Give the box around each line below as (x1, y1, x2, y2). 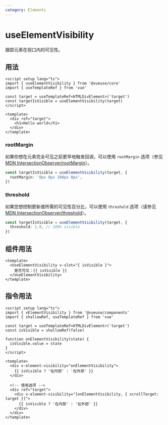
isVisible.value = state (10, 341, 62, 346)
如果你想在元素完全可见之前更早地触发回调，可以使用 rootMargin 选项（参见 (5, 153, 163, 159)
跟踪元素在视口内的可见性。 (5, 47, 63, 53)
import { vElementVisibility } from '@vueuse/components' (5, 310, 130, 315)
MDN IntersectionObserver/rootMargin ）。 (5, 160, 92, 166)
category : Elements (5, 7, 46, 13)
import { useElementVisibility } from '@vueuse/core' (5, 81, 121, 86)
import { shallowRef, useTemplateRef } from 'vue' (5, 314, 114, 319)
